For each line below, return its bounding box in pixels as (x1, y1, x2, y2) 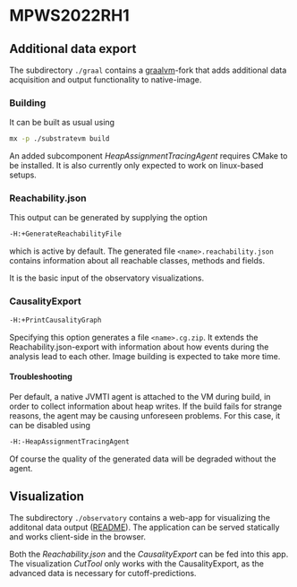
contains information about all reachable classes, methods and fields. (9, 255, 266, 266)
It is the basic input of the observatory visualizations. (9, 272, 204, 283)
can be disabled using (9, 419, 91, 430)
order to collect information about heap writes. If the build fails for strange (9, 401, 283, 411)
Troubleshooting (9, 371, 73, 382)
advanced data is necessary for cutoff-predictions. (9, 568, 197, 579)
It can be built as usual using (9, 117, 115, 128)
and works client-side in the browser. (9, 531, 146, 542)
